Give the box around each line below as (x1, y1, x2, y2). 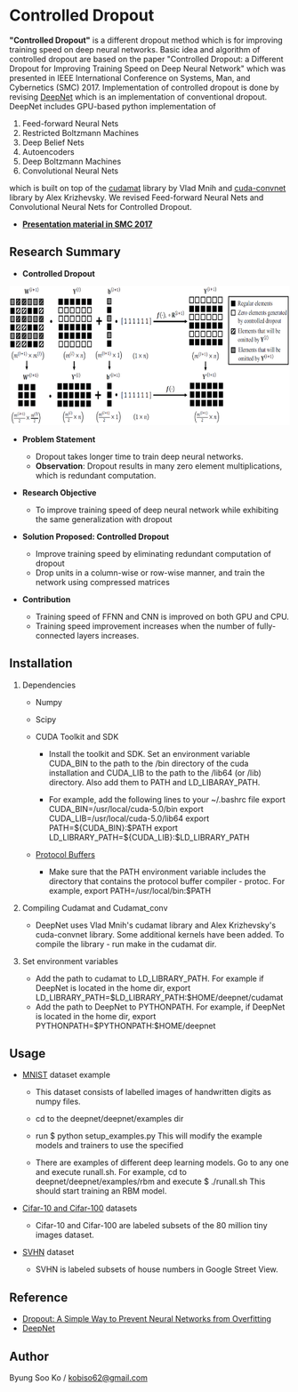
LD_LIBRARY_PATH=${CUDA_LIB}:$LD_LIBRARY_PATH (48, 832, 250, 842)
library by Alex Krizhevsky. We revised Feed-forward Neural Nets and (9, 192, 264, 203)
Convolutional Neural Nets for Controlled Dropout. (9, 201, 193, 212)
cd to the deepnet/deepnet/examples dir (35, 1114, 184, 1124)
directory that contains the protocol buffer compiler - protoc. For (48, 875, 286, 886)
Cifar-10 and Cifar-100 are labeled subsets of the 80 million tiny (35, 1220, 269, 1231)
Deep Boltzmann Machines (21, 156, 122, 166)
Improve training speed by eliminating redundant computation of (35, 548, 271, 559)
